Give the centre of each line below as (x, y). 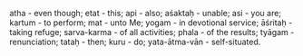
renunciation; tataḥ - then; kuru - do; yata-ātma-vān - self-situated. (135, 42)
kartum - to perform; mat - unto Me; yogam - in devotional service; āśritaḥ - (151, 23)
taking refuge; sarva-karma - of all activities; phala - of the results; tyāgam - (152, 32)
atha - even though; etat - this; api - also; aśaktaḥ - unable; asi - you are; (146, 13)
